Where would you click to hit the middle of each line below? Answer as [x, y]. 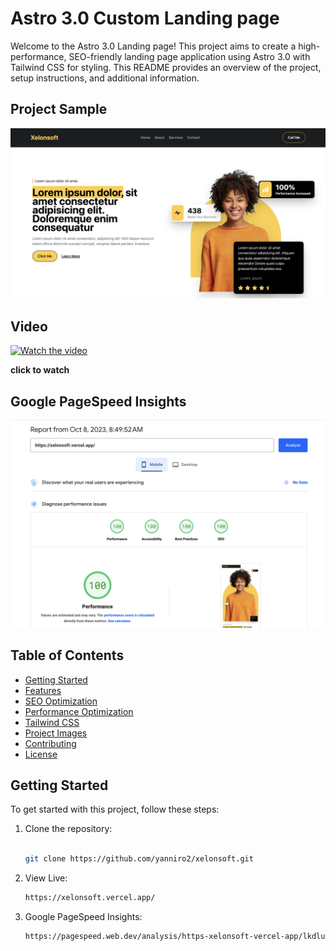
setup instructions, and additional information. [105, 78]
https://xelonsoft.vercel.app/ [90, 898]
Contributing [50, 743]
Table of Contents [67, 655]
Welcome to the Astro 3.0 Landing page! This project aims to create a [153, 46]
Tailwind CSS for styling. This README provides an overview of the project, [166, 67]
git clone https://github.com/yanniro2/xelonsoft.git [139, 859]
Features [43, 690]
